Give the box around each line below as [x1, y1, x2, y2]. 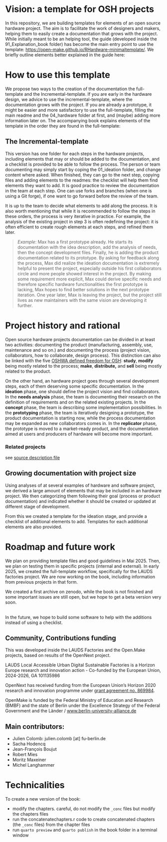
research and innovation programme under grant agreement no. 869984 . [5, 687, 155, 694]
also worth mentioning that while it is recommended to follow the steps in [5, 208, 156, 214]
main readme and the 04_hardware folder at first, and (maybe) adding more [5, 112, 161, 118]
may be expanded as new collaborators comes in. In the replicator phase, [5, 420, 157, 426]
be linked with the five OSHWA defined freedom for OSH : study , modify [5, 358, 154, 364]
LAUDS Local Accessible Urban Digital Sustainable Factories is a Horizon [5, 662, 156, 668]
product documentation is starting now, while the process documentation [5, 415, 156, 421]
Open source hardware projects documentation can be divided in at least [5, 336, 156, 342]
